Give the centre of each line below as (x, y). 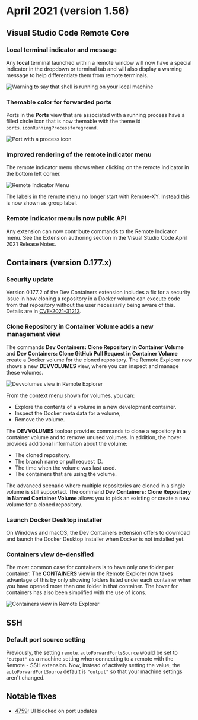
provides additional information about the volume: (67, 443)
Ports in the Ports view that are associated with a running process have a (95, 115)
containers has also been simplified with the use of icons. (76, 592)
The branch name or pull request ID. (59, 461)
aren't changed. (25, 678)
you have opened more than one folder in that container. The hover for (92, 586)
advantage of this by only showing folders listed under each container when (99, 580)
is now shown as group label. (42, 203)
